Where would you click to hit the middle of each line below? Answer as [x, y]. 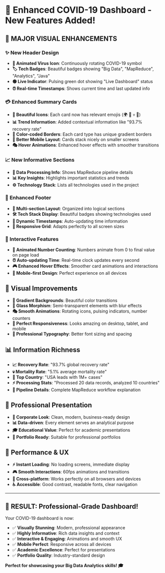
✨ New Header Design [32, 53]
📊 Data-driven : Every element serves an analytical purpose [73, 423]
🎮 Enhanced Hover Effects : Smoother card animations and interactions [85, 266]
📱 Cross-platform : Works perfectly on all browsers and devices [77, 479]
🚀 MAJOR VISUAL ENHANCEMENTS [61, 39]
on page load [26, 255]
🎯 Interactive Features [32, 239]
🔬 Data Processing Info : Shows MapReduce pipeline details [73, 172]
